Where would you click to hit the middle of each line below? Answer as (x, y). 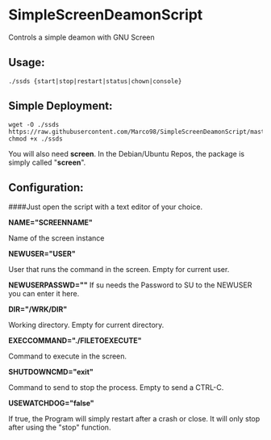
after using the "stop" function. (60, 427)
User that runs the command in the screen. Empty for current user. (119, 270)
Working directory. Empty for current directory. (86, 325)
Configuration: (46, 187)
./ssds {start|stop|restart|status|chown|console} (95, 81)
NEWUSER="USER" (42, 254)
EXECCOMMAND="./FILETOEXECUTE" (75, 341)
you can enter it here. (44, 294)
